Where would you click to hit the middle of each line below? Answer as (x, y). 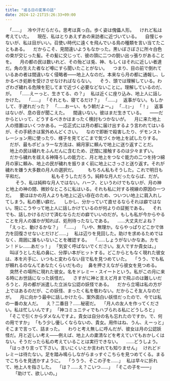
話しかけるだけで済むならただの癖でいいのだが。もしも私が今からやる (92, 214)
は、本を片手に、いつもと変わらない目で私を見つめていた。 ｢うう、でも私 (85, 259)
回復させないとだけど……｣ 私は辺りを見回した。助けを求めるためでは (89, 233)
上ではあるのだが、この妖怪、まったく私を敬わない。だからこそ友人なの (81, 290)
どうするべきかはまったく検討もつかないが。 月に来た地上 (98, 119)
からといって (19, 119)
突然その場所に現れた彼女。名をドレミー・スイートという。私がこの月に (85, 271)
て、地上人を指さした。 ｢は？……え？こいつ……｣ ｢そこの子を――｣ (79, 367)
